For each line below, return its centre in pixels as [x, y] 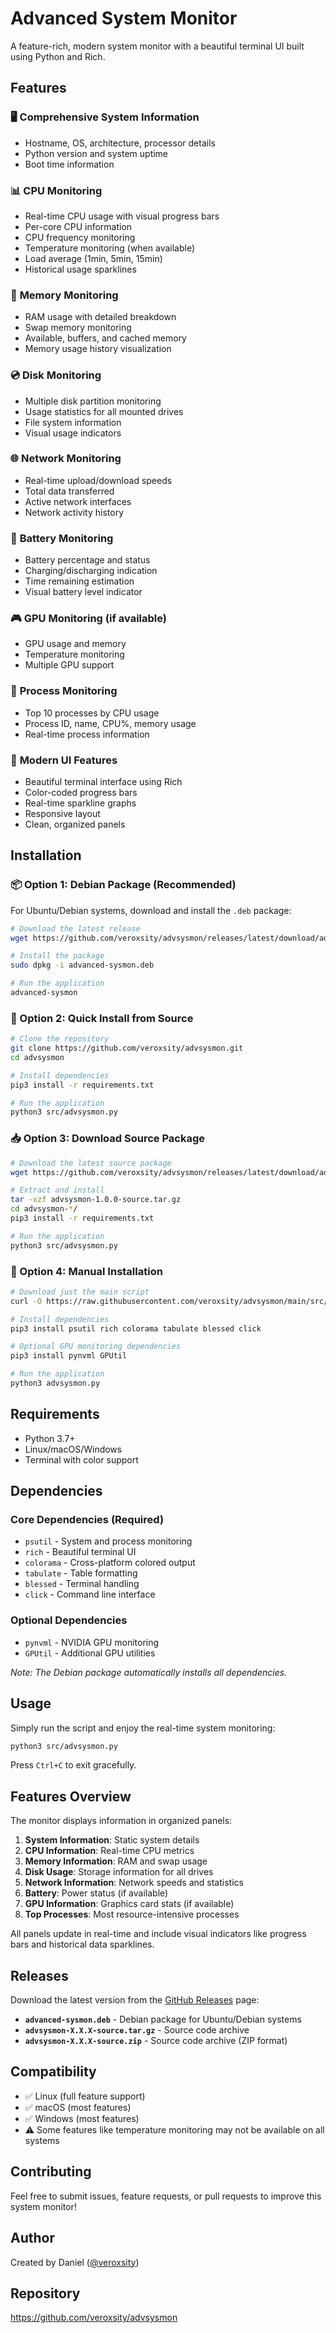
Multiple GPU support [69, 665]
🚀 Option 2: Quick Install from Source [102, 1018]
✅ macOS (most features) [78, 2107]
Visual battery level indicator [83, 592]
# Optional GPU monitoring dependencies [96, 1347]
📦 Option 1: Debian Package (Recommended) [123, 885]
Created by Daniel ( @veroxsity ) [75, 2262]
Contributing [51, 2172]
